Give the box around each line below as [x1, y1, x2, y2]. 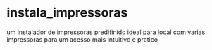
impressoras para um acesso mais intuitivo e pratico [6, 35, 158, 43]
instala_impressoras [6, 5, 128, 21]
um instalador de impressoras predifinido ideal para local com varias [6, 28, 206, 36]
